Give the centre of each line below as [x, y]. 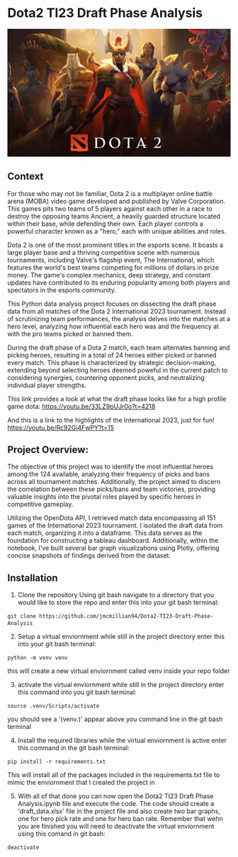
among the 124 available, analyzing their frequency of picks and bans [109, 474]
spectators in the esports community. [62, 290]
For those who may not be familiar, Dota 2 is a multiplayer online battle [110, 193]
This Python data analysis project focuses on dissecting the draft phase [112, 304]
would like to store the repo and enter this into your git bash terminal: [118, 602]
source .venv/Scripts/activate [53, 706]
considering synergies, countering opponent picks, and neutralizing [106, 377]
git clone [22, 616]
